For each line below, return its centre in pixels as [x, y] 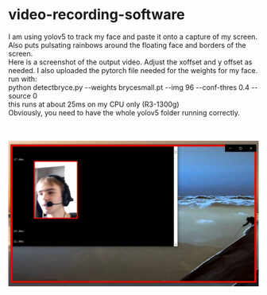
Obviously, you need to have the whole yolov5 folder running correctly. [124, 112]
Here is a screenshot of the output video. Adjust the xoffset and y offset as [130, 62]
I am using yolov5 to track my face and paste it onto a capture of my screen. [133, 37]
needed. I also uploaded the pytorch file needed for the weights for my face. [133, 70]
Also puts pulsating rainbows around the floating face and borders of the [127, 45]
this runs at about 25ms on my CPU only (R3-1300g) [94, 104]
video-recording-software [97, 15]
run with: [23, 79]
